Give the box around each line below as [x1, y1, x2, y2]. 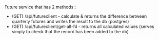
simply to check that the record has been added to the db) [11, 29, 129, 34]
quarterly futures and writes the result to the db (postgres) [11, 19, 129, 24]
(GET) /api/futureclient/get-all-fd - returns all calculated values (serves [11, 24, 155, 29]
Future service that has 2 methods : [4, 4, 76, 10]
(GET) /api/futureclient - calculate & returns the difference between [11, 13, 147, 19]
